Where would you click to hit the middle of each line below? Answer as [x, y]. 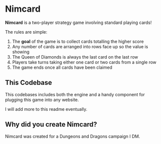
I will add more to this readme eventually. [46, 109]
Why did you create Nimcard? [51, 125]
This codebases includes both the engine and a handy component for [75, 94]
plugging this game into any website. [42, 100]
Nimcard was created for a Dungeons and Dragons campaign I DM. [73, 136]
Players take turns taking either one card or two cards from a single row [84, 62]
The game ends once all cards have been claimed [62, 67]
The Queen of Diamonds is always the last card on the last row [75, 57]
